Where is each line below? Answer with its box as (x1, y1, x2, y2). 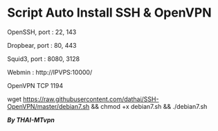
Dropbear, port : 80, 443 (7, 41, 77, 49)
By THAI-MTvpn (7, 116, 55, 124)
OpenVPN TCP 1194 (7, 81, 64, 89)
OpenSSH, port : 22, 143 (7, 28, 77, 36)
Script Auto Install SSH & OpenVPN (7, 5, 212, 21)
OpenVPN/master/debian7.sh (7, 102, 90, 110)
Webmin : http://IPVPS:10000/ (7, 68, 93, 76)
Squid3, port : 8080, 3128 (7, 54, 80, 63)
